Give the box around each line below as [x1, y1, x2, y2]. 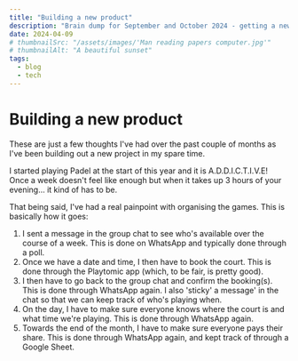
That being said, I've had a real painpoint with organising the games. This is [9, 201, 286, 212]
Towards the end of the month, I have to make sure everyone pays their [21, 322, 284, 333]
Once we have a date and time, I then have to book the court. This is [21, 256, 272, 267]
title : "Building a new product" [9, 12, 133, 22]
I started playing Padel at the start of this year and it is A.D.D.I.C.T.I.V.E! [9, 165, 269, 176]
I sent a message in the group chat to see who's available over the [21, 228, 264, 238]
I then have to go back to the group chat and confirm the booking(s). [21, 275, 273, 285]
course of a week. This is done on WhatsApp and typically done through [21, 237, 286, 248]
